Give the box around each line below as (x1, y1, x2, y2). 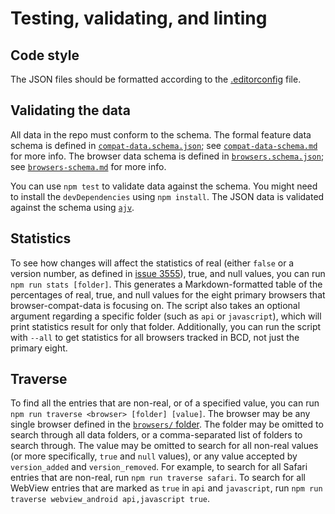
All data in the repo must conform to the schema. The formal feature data (10, 128, 312, 141)
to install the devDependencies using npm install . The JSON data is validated (10, 190, 325, 202)
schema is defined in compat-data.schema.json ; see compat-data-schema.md (10, 139, 318, 151)
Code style (10, 47, 80, 64)
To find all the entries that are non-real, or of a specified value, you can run (10, 397, 320, 409)
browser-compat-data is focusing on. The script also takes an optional (10, 299, 301, 311)
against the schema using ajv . (10, 201, 135, 213)
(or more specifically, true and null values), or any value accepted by (10, 450, 298, 462)
